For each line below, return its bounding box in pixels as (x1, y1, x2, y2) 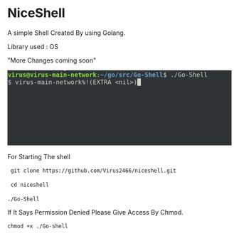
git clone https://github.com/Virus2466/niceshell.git (10, 167, 176, 175)
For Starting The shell (7, 153, 71, 161)
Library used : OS (7, 42, 59, 50)
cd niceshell (10, 181, 50, 189)
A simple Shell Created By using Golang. (7, 28, 126, 37)
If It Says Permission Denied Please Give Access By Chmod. (7, 208, 184, 217)
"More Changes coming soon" (7, 55, 97, 65)
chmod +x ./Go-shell (7, 222, 69, 230)
